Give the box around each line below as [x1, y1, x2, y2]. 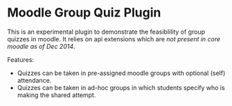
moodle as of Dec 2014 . [7, 42, 75, 50]
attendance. [17, 76, 52, 84]
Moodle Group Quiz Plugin [7, 5, 161, 21]
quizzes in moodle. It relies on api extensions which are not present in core [7, 34, 221, 43]
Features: [7, 55, 35, 63]
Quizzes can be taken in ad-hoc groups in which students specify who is [17, 83, 225, 92]
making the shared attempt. [17, 91, 96, 99]
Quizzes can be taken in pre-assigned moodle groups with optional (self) [17, 69, 226, 77]
